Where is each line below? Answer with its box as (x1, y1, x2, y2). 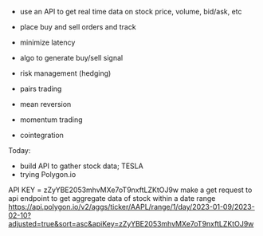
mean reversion (19, 100, 72, 108)
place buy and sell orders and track (19, 22, 137, 31)
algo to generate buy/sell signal (19, 53, 124, 62)
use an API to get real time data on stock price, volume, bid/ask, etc (19, 7, 242, 16)
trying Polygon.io (19, 170, 77, 179)
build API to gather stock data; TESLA (19, 161, 143, 171)
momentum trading (19, 115, 83, 124)
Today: (8, 146, 31, 155)
